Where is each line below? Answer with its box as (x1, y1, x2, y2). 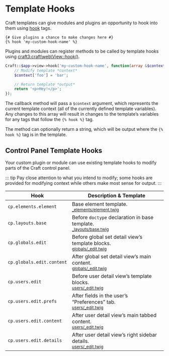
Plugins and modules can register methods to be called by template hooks (5, 48, 159, 54)
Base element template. (72, 200, 128, 208)
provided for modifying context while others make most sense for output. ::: (5, 180, 162, 186)
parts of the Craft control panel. (5, 165, 71, 171)
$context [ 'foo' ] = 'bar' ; (14, 73, 69, 78)
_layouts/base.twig (72, 227, 109, 232)
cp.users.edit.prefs (8, 298, 57, 304)
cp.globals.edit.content (8, 260, 67, 265)
